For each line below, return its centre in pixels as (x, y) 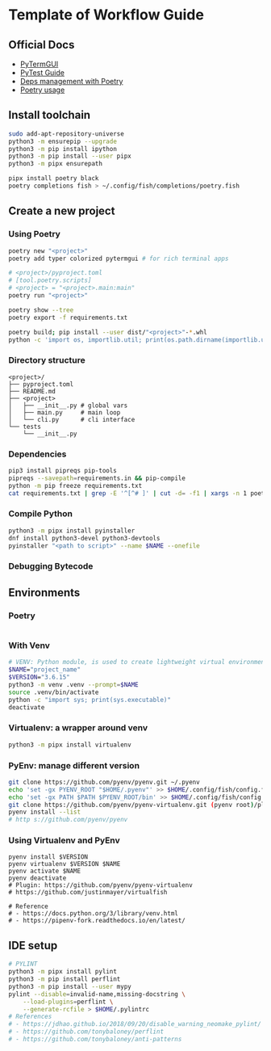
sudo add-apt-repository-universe (67, 134)
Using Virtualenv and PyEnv (65, 840)
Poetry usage (42, 90)
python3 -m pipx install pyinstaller (72, 531)
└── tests (25, 427)
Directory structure (47, 360)
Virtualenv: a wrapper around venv (78, 728)
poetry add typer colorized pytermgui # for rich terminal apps (119, 259)
